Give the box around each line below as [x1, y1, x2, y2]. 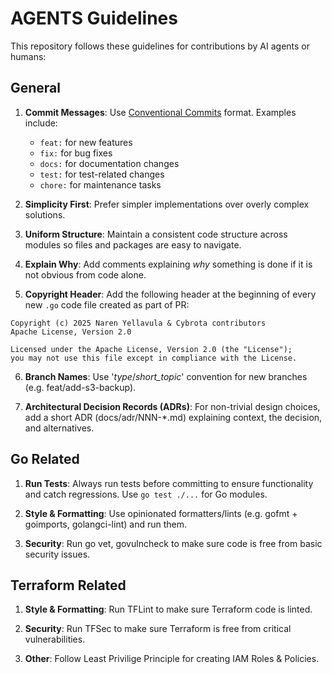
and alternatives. [24, 422, 95, 434]
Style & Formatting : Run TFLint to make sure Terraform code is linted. [24, 603, 313, 616]
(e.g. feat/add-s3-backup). [24, 381, 137, 393]
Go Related [10, 451, 80, 468]
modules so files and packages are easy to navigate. [24, 238, 242, 251]
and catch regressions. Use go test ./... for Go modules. [24, 488, 268, 500]
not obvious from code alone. [24, 268, 147, 281]
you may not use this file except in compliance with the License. [10, 353, 298, 363]
